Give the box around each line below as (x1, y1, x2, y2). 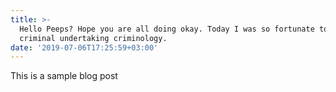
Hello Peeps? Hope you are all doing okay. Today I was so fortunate (19, 24, 315, 34)
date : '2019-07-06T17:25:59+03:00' (10, 42, 159, 53)
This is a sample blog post (10, 70, 118, 82)
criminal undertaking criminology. (19, 33, 168, 43)
